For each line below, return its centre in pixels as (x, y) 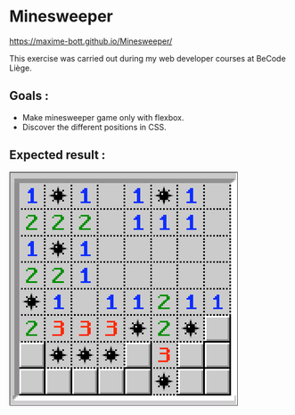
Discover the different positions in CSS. (94, 127)
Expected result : (57, 155)
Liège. (21, 68)
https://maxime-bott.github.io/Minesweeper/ (91, 41)
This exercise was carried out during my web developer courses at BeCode (148, 58)
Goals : (29, 96)
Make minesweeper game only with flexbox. (103, 117)
